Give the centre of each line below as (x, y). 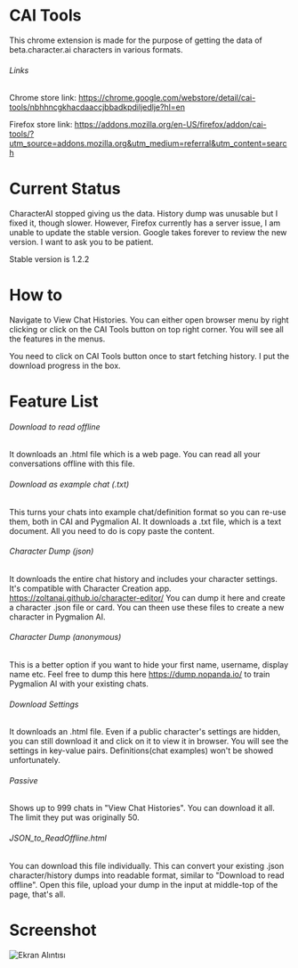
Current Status (65, 189)
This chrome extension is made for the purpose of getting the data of (136, 40)
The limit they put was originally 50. (74, 817)
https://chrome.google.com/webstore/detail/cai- (167, 98)
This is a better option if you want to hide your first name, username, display (149, 665)
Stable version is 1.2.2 (49, 259)
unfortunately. (35, 760)
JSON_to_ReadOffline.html (58, 838)
